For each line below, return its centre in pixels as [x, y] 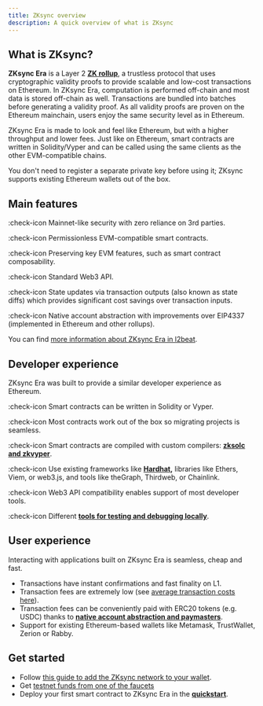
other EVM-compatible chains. [58, 156]
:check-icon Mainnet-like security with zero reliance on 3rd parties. [117, 223]
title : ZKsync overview [47, 15]
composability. [32, 262]
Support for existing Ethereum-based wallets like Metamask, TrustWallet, [137, 625]
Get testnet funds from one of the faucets [87, 686]
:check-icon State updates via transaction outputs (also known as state [123, 292]
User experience [49, 541]
